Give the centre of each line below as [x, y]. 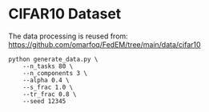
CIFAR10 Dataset [65, 14]
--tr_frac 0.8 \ [50, 94]
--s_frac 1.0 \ [48, 87]
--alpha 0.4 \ [46, 80]
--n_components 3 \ [55, 73]
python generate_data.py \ [53, 59]
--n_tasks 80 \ [48, 66]
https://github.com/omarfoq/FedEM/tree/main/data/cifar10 [105, 44]
